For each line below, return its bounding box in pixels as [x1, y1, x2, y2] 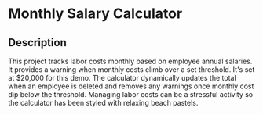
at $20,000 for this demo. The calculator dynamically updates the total [8, 74, 237, 82]
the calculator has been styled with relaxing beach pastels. [8, 99, 199, 107]
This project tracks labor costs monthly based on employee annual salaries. [8, 56, 253, 66]
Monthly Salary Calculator [8, 5, 183, 23]
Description [8, 36, 67, 49]
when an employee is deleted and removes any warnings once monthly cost [8, 81, 254, 91]
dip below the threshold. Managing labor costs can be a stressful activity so [8, 90, 254, 99]
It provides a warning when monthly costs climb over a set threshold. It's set [8, 65, 255, 74]
